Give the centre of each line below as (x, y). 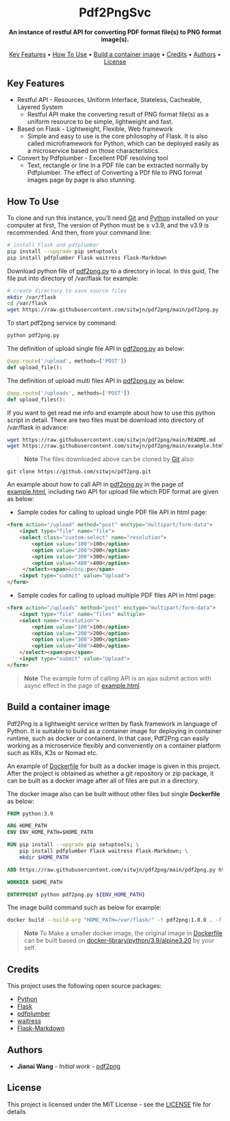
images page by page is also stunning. (81, 180)
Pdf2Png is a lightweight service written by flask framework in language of (112, 724)
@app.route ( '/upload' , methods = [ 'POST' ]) (67, 361)
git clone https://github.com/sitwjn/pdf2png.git (79, 472)
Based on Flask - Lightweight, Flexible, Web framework (95, 129)
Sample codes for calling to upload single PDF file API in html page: (112, 513)
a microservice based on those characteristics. (93, 151)
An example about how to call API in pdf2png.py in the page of (95, 484)
